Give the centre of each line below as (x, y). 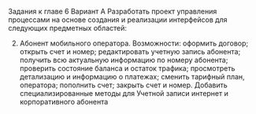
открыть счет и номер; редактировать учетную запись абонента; (130, 51)
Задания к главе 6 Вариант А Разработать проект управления (113, 11)
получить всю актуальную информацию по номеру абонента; (124, 60)
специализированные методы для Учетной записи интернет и (124, 93)
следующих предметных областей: (68, 28)
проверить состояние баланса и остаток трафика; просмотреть (127, 68)
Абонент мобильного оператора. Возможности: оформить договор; (134, 43)
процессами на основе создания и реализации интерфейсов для (118, 20)
